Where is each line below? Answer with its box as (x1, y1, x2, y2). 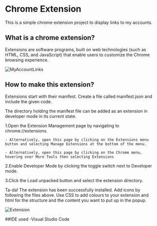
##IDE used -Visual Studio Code (5, 216, 70, 222)
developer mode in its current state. (5, 113, 77, 119)
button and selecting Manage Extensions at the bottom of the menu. (5, 141, 147, 147)
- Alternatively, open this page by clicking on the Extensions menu (5, 137, 149, 142)
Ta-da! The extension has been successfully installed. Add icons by (5, 187, 140, 193)
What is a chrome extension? (5, 34, 95, 42)
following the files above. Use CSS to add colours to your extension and (5, 192, 149, 198)
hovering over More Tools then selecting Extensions (5, 154, 114, 159)
